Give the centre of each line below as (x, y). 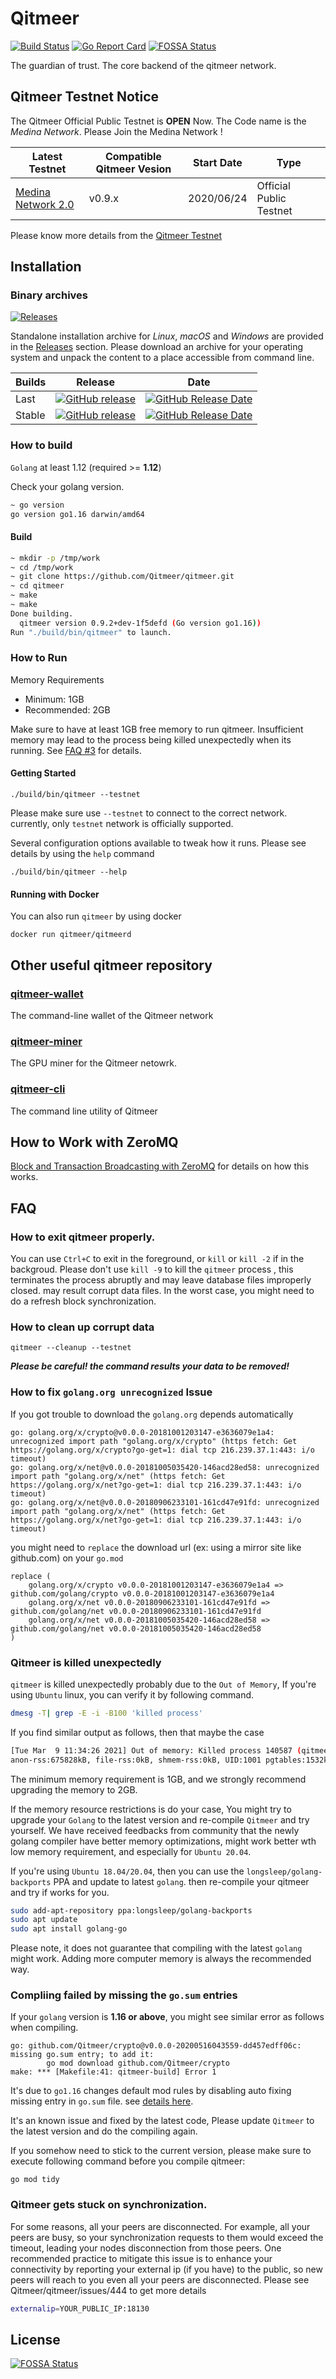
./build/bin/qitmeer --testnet (75, 795)
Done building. (42, 613)
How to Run (39, 658)
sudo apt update (44, 1920)
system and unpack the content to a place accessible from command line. (162, 358)
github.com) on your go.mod (67, 1558)
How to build (41, 445)
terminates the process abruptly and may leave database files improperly (161, 1280)
